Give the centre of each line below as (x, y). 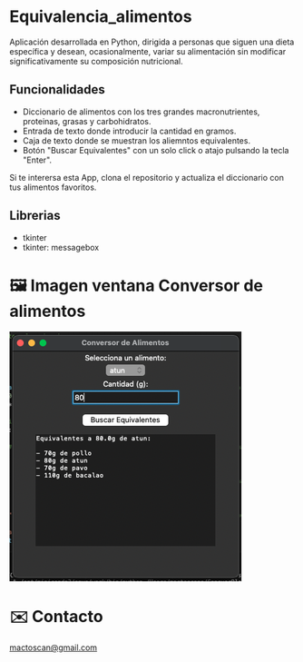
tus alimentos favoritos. (53, 187)
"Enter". (37, 160)
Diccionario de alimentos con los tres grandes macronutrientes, (141, 112)
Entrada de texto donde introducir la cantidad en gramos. (129, 131)
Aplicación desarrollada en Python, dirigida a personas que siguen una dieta (152, 42)
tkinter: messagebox (61, 247)
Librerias (35, 216)
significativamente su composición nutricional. (96, 61)
